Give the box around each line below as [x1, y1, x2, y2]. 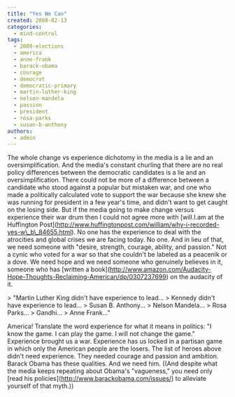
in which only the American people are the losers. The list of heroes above [7, 344, 222, 353]
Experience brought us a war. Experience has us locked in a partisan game [7, 337, 222, 346]
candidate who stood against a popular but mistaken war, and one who [7, 183, 212, 191]
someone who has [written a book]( [7, 265, 111, 274]
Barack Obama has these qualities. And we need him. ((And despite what [7, 359, 218, 368]
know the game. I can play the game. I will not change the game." [7, 330, 196, 338]
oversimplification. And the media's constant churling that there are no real [7, 161, 223, 169]
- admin [13, 134, 36, 141]
